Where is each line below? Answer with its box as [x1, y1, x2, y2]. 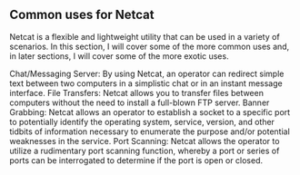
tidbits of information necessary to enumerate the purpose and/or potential [9, 126, 291, 137]
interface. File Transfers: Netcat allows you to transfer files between [9, 87, 264, 98]
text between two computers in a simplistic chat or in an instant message [9, 77, 284, 89]
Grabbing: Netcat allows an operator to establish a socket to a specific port [9, 106, 291, 117]
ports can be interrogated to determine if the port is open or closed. [9, 154, 264, 166]
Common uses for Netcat [9, 7, 155, 23]
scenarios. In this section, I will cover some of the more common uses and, [9, 41, 290, 52]
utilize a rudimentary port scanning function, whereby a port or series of [9, 145, 280, 156]
